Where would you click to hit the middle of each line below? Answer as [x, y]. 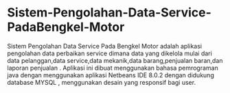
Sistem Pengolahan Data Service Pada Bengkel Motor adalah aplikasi [105, 46]
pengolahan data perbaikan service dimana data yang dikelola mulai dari [110, 53]
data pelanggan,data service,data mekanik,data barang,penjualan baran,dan [115, 60]
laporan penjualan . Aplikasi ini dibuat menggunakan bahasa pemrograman [113, 68]
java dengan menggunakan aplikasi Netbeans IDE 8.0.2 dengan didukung [111, 75]
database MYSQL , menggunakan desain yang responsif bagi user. [102, 82]
